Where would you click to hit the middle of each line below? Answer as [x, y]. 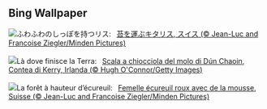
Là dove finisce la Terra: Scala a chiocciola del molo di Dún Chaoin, [131, 61]
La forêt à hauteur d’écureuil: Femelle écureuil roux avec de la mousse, [137, 87]
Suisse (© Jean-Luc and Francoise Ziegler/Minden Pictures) [109, 96]
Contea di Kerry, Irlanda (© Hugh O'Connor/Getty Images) [106, 69]
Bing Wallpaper [48, 13]
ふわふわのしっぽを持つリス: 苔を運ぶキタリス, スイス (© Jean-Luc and [138, 34]
